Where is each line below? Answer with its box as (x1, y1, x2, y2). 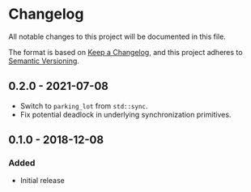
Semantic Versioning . (8, 56, 79, 66)
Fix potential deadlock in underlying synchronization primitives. (19, 109, 232, 119)
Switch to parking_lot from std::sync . (19, 100, 148, 110)
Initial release (19, 176, 65, 186)
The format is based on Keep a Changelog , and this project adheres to (8, 47, 243, 57)
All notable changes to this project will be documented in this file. (8, 32, 227, 41)
